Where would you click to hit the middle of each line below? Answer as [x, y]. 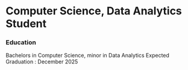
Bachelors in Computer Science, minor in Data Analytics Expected [88, 56]
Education [21, 42]
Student [26, 24]
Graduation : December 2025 [42, 62]
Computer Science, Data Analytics [94, 11]
